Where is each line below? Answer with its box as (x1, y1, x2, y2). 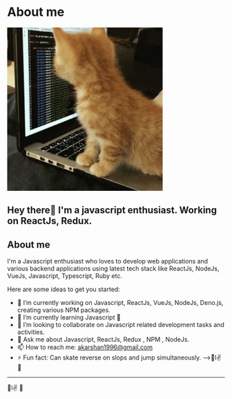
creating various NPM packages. (17, 306, 110, 315)
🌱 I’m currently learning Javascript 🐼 (17, 313, 121, 322)
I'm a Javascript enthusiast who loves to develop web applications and (7, 257, 209, 266)
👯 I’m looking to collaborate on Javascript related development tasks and (17, 321, 224, 329)
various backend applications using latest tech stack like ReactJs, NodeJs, (7, 264, 220, 273)
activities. (17, 328, 45, 336)
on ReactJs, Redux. (7, 215, 93, 227)
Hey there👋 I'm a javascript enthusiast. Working (7, 205, 217, 216)
